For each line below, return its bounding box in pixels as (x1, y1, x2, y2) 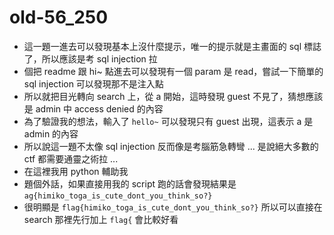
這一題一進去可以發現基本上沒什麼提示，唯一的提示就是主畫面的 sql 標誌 (23, 40, 322, 52)
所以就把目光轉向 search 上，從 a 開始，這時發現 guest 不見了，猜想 (23, 90, 306, 102)
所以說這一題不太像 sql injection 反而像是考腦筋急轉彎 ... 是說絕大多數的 (23, 140, 319, 152)
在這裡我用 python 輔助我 (23, 165, 129, 177)
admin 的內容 (23, 127, 79, 140)
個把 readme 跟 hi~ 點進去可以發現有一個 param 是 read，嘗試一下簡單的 (23, 65, 324, 77)
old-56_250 (9, 6, 109, 29)
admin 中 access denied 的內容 (35, 102, 164, 115)
